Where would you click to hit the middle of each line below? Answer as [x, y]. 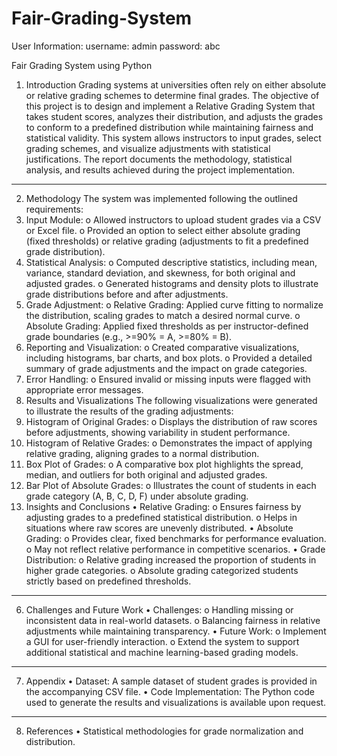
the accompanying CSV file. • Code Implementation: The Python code [170, 691]
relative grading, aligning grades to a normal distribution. [142, 453]
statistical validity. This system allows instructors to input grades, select [173, 138]
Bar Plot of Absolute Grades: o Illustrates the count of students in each [171, 485]
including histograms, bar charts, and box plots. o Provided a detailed [169, 358]
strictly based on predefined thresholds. [108, 581]
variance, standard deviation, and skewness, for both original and [160, 273]
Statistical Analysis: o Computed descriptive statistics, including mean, [171, 262]
